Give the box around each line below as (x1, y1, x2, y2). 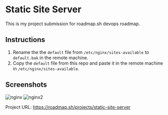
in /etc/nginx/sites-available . (12, 65, 80, 71)
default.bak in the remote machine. (12, 54, 88, 61)
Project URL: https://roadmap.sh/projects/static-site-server (5, 104, 131, 110)
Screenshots (5, 81, 47, 89)
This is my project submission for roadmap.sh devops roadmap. (5, 21, 140, 27)
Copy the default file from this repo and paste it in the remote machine (12, 60, 163, 66)
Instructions (5, 35, 45, 44)
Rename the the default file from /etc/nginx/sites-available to (12, 49, 150, 55)
